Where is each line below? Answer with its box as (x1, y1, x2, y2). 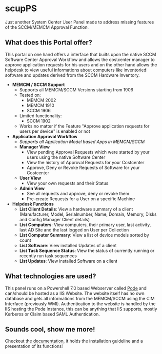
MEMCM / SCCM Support (12, 82, 65, 87)
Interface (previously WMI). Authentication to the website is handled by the (5, 301, 156, 307)
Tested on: (19, 92, 41, 98)
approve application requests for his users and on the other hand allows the (5, 62, 157, 67)
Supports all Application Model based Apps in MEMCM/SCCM (19, 139, 145, 145)
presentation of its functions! (5, 343, 63, 349)
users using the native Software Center (26, 154, 106, 160)
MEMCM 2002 (26, 97, 56, 103)
